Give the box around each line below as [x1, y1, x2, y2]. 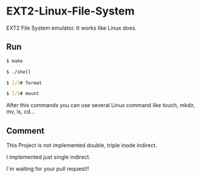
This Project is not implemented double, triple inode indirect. [6, 142, 157, 149]
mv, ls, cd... [6, 108, 35, 116]
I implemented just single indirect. [6, 153, 91, 161]
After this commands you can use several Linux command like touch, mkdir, [6, 102, 196, 109]
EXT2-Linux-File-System [6, 4, 135, 18]
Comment [6, 125, 45, 136]
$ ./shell [6, 68, 32, 75]
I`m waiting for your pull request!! [6, 165, 89, 173]
